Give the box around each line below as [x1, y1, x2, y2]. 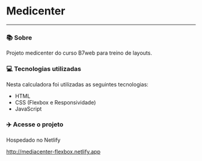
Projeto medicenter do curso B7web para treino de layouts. [6, 49, 152, 56]
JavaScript [14, 105, 42, 112]
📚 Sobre [6, 33, 32, 41]
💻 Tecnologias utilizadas [6, 65, 81, 73]
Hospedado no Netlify [6, 136, 61, 144]
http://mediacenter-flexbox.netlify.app [6, 148, 101, 155]
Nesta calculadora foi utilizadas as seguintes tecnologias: [6, 80, 148, 88]
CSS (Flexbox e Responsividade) [14, 99, 96, 106]
